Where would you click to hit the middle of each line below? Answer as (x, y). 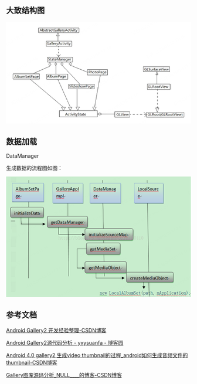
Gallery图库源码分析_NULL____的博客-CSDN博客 (64, 375)
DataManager (23, 156)
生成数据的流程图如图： (34, 168)
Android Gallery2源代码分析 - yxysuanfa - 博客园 (65, 342)
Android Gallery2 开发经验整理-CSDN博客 (56, 330)
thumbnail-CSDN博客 (32, 362)
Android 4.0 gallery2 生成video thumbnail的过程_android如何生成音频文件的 (97, 355)
